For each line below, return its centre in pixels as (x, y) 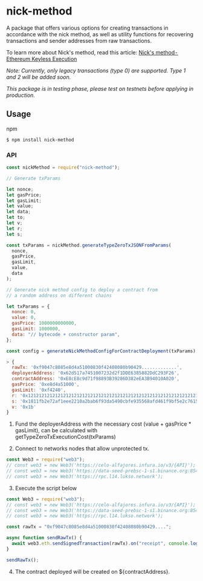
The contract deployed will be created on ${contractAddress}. (92, 571)
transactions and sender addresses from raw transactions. (79, 41)
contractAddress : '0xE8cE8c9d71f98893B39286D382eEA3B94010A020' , (96, 379)
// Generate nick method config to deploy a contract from (82, 290)
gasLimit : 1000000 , (36, 329)
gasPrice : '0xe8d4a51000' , (46, 385)
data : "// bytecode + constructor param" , (66, 334)
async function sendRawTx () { (44, 538)
